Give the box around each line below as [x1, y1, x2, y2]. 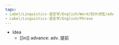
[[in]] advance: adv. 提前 [19, 35, 69, 41]
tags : [5, 7, 16, 12]
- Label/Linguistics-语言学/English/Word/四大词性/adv [5, 12, 114, 16]
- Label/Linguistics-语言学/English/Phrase [5, 16, 93, 21]
